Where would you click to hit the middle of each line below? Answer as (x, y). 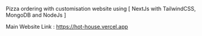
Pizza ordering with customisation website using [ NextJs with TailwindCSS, (101, 9)
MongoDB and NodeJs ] (36, 15)
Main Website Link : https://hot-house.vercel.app (67, 27)
